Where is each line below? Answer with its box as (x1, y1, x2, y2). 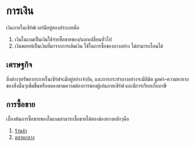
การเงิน (6, 4, 34, 18)
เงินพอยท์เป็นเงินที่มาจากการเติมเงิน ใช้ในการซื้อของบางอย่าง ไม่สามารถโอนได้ (14, 42, 163, 49)
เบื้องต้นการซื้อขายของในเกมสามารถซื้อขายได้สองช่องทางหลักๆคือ (6, 115, 129, 122)
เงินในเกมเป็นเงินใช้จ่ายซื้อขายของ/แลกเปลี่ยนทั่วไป (14, 35, 112, 42)
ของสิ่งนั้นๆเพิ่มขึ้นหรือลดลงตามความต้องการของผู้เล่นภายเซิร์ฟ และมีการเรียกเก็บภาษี (6, 82, 167, 89)
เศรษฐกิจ (6, 60, 32, 70)
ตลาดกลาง (14, 134, 35, 141)
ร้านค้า (14, 127, 28, 134)
